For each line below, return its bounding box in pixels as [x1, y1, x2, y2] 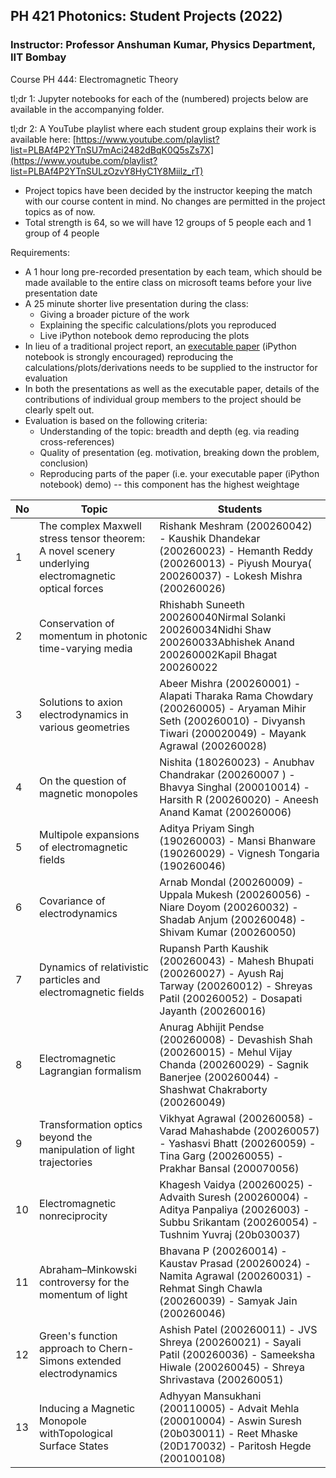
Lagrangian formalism [39, 1064, 142, 1078]
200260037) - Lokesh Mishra [159, 569, 303, 583]
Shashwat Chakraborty [159, 1082, 268, 1096]
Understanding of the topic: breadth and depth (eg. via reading [39, 425, 300, 437]
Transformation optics [39, 1117, 143, 1131]
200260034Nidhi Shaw [159, 622, 272, 636]
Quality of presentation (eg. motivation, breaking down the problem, [39, 446, 320, 458]
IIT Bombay [10, 50, 67, 64]
